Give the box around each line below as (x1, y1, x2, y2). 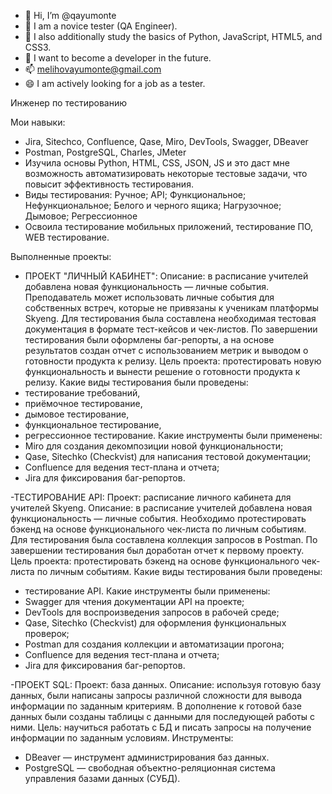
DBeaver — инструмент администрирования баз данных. (24, 751, 270, 763)
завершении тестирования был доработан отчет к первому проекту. (10, 545, 305, 556)
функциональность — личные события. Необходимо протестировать (10, 513, 307, 524)
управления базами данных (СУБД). (24, 773, 181, 784)
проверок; (24, 628, 70, 639)
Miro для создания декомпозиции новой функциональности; (24, 440, 284, 452)
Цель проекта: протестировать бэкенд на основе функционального (10, 555, 300, 567)
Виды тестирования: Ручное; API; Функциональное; (24, 189, 247, 200)
